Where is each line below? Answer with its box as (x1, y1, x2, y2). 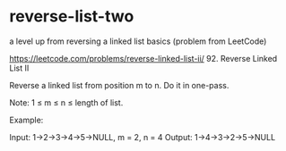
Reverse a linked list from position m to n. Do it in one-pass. (9, 80, 230, 90)
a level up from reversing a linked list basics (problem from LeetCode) (9, 36, 267, 46)
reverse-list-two (9, 6, 134, 27)
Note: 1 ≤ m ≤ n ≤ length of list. (9, 96, 124, 108)
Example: (9, 114, 44, 125)
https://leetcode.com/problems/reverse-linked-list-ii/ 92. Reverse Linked (9, 53, 278, 63)
